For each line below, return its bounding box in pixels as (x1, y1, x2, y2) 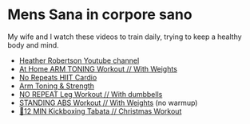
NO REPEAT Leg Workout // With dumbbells (18, 89, 163, 99)
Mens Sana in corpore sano (7, 6, 192, 24)
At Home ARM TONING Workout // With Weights (18, 64, 177, 73)
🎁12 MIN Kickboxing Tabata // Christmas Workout (18, 106, 182, 116)
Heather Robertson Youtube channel (18, 56, 140, 65)
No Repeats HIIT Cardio (18, 72, 97, 82)
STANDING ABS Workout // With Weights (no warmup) (18, 98, 198, 107)
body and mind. (7, 40, 59, 49)
